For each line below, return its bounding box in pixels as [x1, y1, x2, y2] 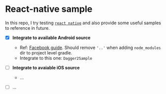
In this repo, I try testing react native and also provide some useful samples [5, 20, 161, 26]
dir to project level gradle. [19, 50, 72, 55]
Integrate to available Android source [12, 35, 91, 41]
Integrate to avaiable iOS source [12, 65, 80, 70]
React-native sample [5, 3, 93, 15]
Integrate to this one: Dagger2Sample [19, 55, 93, 61]
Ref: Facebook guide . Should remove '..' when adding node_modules [19, 45, 161, 50]
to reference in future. [5, 25, 50, 31]
